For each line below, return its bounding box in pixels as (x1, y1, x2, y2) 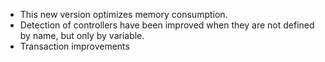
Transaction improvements (19, 40, 130, 52)
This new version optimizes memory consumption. (19, 9, 228, 20)
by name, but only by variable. (19, 30, 145, 41)
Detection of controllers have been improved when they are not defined (19, 19, 315, 31)
